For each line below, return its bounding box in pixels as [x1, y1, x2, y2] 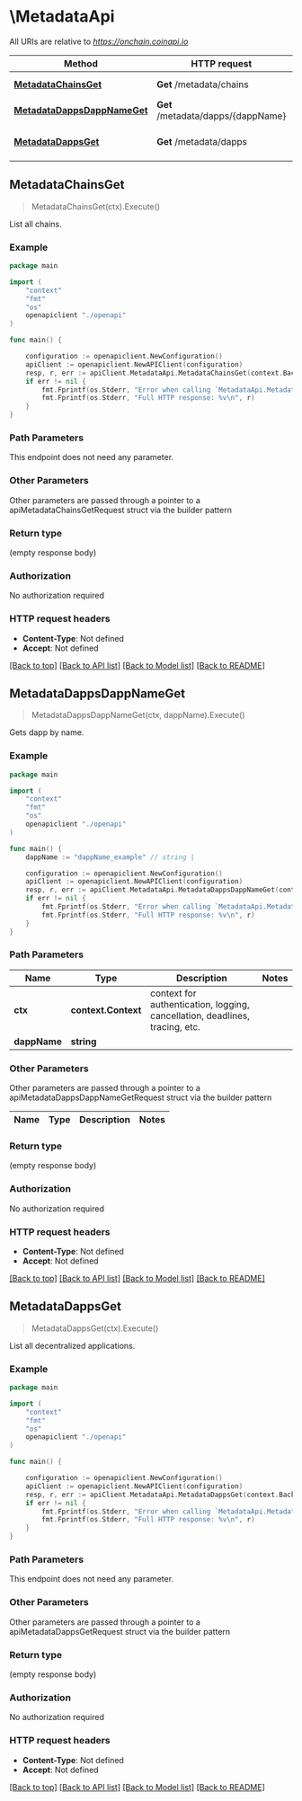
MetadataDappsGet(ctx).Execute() [31, 1323, 159, 1334]
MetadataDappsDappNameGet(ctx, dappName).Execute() [31, 710, 245, 721]
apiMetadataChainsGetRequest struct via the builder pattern [9, 504, 232, 515]
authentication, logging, [149, 998, 250, 1010]
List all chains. [9, 218, 63, 229]
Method [64, 57, 99, 69]
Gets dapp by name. [9, 727, 84, 738]
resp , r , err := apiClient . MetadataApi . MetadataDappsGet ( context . [25, 1490, 280, 1499]
